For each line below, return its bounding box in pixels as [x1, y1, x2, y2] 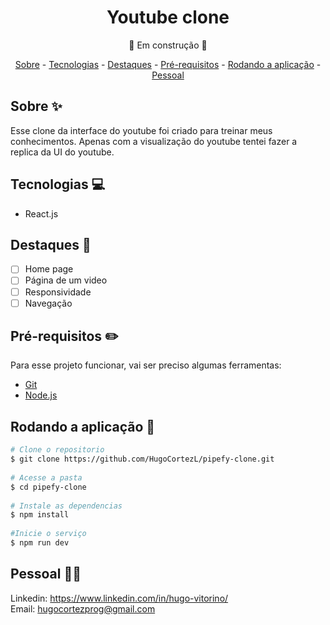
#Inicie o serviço [10, 529, 87, 539]
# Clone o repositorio [10, 445, 105, 455]
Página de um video [24, 274, 108, 286]
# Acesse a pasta [10, 472, 83, 483]
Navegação [24, 297, 73, 309]
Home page [24, 263, 74, 275]
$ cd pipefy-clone [10, 482, 87, 492]
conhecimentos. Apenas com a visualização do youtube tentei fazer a [10, 135, 298, 147]
